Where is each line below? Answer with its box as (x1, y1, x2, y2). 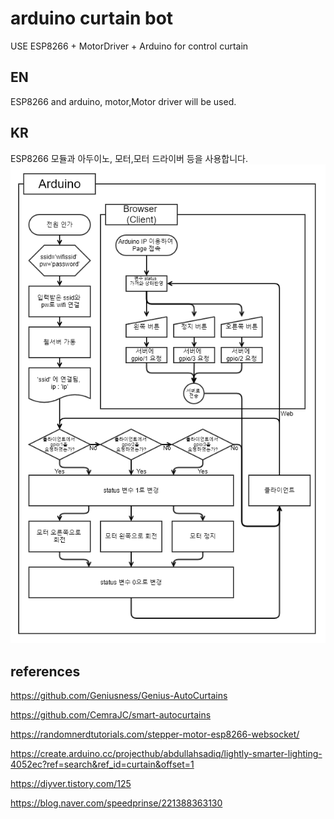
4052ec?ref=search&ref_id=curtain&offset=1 (10, 758, 195, 770)
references (10, 663, 81, 680)
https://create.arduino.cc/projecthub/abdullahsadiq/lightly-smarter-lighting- (10, 748, 323, 759)
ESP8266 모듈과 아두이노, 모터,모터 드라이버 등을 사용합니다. (10, 152, 248, 164)
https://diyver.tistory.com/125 (10, 778, 132, 789)
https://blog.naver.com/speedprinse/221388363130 (10, 797, 223, 809)
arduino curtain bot (10, 7, 174, 30)
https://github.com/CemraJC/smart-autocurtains (10, 709, 212, 721)
